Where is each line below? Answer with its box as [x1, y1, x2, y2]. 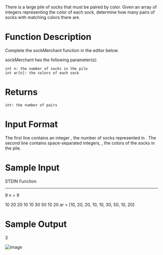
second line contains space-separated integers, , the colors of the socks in [5, 140, 155, 146]
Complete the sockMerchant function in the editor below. [5, 47, 119, 53]
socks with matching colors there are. [5, 15, 81, 20]
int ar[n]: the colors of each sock [5, 70, 79, 75]
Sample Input [5, 162, 60, 173]
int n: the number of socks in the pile [5, 66, 88, 71]
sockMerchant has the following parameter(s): [5, 57, 98, 63]
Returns [5, 87, 38, 98]
